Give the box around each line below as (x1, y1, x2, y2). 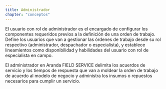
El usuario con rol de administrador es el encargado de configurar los (5, 25, 148, 31)
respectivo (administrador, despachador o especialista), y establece (5, 41, 145, 47)
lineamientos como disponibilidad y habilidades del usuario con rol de (5, 47, 149, 53)
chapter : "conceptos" (5, 12, 50, 17)
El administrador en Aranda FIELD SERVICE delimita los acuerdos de (5, 62, 146, 68)
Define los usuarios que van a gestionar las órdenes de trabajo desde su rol (5, 36, 161, 42)
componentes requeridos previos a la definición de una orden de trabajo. (5, 31, 156, 37)
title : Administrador (5, 7, 50, 12)
